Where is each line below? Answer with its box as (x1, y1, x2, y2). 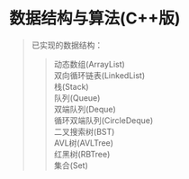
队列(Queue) (53, 92, 101, 103)
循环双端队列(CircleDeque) (53, 114, 154, 126)
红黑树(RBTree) (53, 148, 111, 159)
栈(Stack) (53, 81, 89, 92)
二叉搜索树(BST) (53, 126, 115, 137)
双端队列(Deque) (53, 103, 117, 114)
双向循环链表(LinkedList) (53, 69, 146, 81)
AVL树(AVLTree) (53, 137, 114, 148)
